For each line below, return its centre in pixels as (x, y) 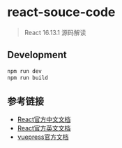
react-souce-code (61, 12)
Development (37, 55)
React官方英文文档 (44, 128)
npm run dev (24, 71)
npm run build (28, 78)
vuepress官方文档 (43, 137)
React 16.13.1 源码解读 (55, 32)
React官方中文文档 (44, 119)
